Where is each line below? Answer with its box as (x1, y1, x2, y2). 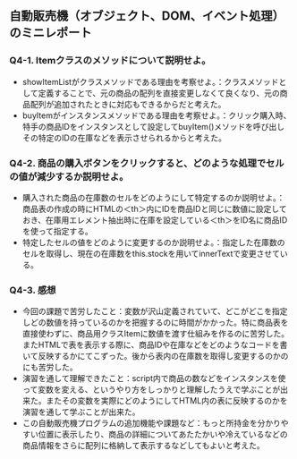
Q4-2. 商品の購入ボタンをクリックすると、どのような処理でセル (9, 157, 284, 169)
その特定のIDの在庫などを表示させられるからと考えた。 (21, 132, 226, 143)
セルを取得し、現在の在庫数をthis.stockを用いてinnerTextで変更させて (21, 248, 280, 259)
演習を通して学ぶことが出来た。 (21, 406, 140, 418)
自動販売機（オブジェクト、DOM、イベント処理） (9, 8, 284, 24)
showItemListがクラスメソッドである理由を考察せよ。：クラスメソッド (21, 76, 279, 87)
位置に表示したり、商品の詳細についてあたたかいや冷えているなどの (38, 429, 288, 440)
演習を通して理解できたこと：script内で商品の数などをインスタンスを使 (21, 373, 286, 384)
